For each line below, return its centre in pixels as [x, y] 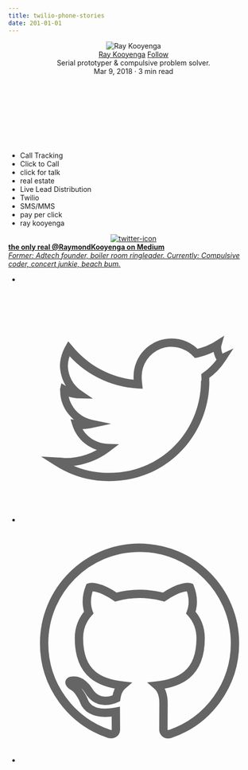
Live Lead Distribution [56, 189]
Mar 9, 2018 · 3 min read [134, 71]
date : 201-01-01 [35, 23]
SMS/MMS [37, 206]
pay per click [41, 214]
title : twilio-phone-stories [56, 16]
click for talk [40, 172]
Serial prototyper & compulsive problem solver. [134, 63]
